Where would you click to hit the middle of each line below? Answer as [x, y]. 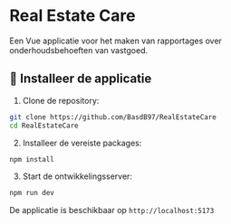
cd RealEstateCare [44, 126]
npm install [32, 159]
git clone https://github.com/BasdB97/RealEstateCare [113, 117]
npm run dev [32, 193]
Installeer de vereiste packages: [82, 143]
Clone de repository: [61, 100]
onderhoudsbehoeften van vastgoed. [79, 50]
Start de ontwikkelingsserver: [77, 176]
